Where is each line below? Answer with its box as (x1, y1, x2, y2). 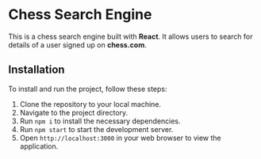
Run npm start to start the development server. (19, 124, 174, 134)
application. (19, 141, 59, 151)
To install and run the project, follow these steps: (8, 84, 168, 93)
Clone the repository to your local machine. (19, 99, 161, 108)
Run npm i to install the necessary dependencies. (19, 116, 181, 126)
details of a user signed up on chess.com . (8, 40, 147, 49)
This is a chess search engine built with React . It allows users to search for (8, 32, 253, 41)
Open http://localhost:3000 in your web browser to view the (19, 133, 222, 142)
